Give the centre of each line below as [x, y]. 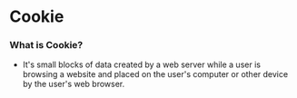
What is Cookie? [46, 45]
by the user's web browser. [74, 84]
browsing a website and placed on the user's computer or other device [155, 74]
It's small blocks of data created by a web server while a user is [142, 64]
